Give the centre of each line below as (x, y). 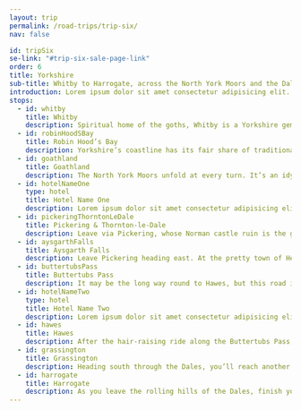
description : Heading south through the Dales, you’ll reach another (158, 367)
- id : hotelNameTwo (54, 292)
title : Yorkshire (42, 76)
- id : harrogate (47, 375)
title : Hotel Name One (68, 201)
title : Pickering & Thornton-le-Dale (96, 225)
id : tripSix (31, 50)
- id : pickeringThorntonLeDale (76, 217)
